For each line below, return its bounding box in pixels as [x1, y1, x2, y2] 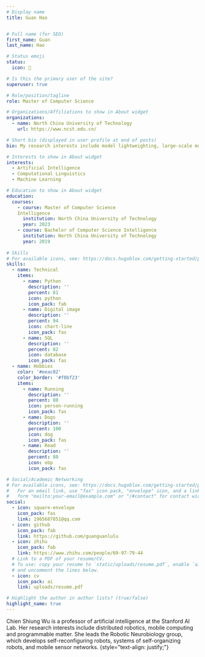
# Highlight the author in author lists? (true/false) [6, 595, 149, 601]
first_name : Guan [6, 37, 51, 43]
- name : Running [22, 386, 64, 392]
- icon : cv [12, 573, 40, 579]
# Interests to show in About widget [6, 154, 103, 160]
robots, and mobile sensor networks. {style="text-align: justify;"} [6, 643, 169, 650]
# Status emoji [6, 53, 45, 60]
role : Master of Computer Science [6, 98, 95, 104]
